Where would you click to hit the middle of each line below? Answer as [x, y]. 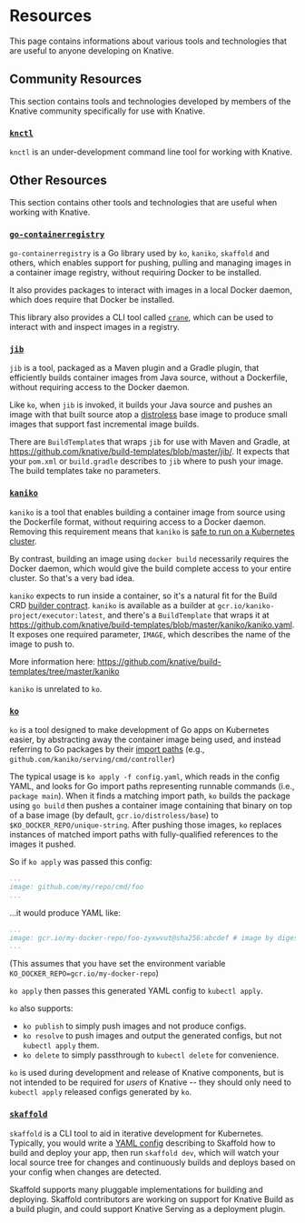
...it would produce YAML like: [65, 912]
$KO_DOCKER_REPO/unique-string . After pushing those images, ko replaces [146, 825]
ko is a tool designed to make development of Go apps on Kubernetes [139, 730]
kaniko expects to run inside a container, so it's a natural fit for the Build [143, 596]
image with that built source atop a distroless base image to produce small [148, 415]
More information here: [52, 661]
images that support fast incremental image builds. [104, 425]
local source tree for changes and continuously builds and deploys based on [152, 1162]
